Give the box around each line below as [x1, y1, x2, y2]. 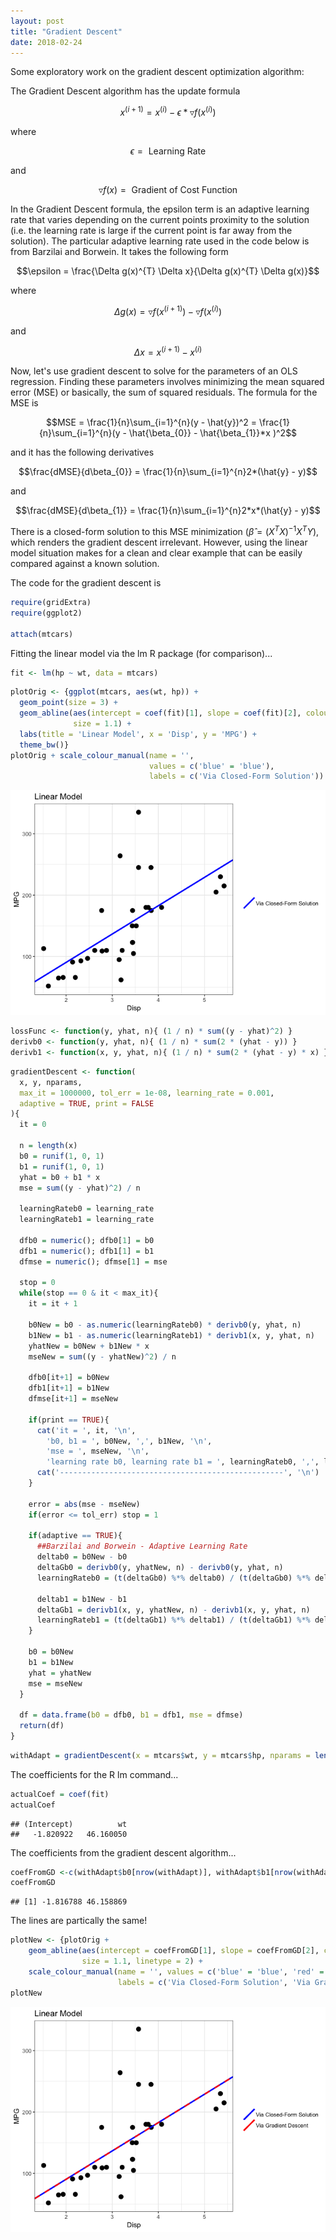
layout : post [10, 16, 65, 26]
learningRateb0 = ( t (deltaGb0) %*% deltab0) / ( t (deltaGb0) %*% [36, 1573, 311, 1583]
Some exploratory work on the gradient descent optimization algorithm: [10, 66, 305, 78]
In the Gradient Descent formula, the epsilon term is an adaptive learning [10, 203, 310, 215]
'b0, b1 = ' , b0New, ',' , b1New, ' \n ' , [46, 1436, 213, 1446]
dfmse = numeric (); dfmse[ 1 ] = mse [19, 1256, 168, 1267]
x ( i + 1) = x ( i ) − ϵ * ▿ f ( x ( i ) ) [119, 105, 217, 119]
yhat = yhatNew [28, 1668, 92, 1678]
